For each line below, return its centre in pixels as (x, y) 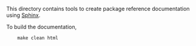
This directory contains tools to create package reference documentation (98, 9)
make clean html (38, 38)
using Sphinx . (23, 15)
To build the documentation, (42, 27)
